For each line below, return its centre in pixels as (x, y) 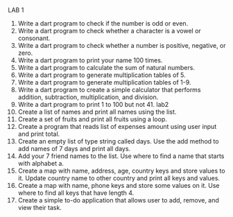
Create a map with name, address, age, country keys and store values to (121, 171)
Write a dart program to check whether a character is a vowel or (110, 31)
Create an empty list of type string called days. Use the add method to (118, 141)
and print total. (39, 134)
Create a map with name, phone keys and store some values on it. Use (119, 185)
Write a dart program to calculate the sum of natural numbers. (106, 68)
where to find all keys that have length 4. (76, 193)
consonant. (34, 38)
